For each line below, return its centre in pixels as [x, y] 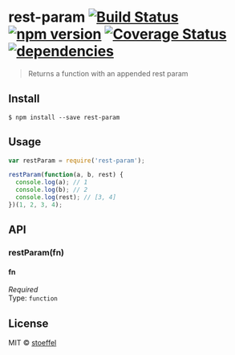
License [28, 323]
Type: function [33, 298]
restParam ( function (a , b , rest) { [66, 175]
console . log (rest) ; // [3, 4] [66, 198]
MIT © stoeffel [32, 343]
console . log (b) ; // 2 [52, 190]
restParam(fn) [36, 253]
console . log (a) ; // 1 [52, 182]
